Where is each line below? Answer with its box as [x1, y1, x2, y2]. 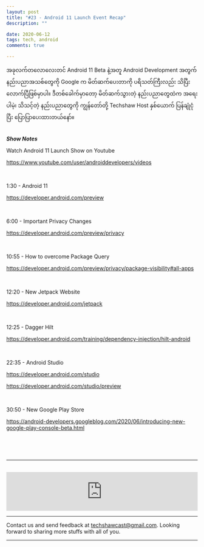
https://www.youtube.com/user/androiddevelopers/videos [6, 159, 152, 166]
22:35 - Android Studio [6, 359, 64, 366]
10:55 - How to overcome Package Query [6, 253, 110, 260]
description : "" [6, 20, 47, 26]
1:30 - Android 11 [6, 182, 48, 189]
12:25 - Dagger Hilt [6, 323, 53, 331]
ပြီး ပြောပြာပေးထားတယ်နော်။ [6, 114, 75, 120]
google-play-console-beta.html [6, 424, 85, 432]
